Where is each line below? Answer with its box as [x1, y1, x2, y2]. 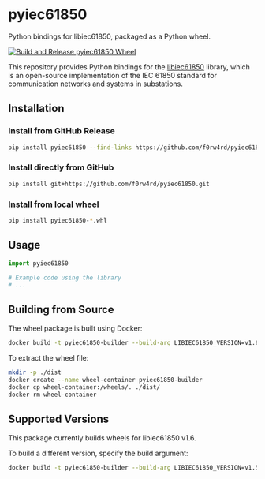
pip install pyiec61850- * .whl [8, 216, 108, 224]
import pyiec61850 [8, 259, 69, 268]
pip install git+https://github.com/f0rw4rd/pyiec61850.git [8, 180, 211, 188]
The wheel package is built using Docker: [8, 324, 143, 333]
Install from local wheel [8, 199, 99, 210]
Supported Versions [8, 412, 109, 425]
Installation [8, 102, 65, 115]
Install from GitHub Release [8, 125, 116, 137]
